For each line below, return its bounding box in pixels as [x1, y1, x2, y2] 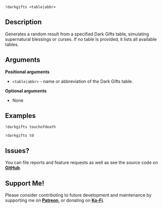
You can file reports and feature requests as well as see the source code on [5, 160, 158, 166]
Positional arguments [5, 69, 50, 75]
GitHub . [5, 165, 21, 171]
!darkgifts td [5, 133, 34, 138]
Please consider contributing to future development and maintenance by [5, 192, 152, 198]
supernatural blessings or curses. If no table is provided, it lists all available [5, 36, 157, 42]
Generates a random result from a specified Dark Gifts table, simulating [5, 31, 149, 37]
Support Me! [5, 179, 44, 187]
